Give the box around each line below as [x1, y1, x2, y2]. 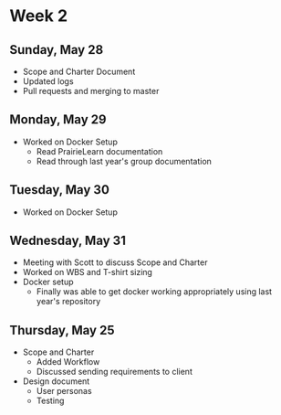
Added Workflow [36, 356, 100, 367]
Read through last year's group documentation [36, 155, 213, 166]
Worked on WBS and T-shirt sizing [22, 267, 153, 278]
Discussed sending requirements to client [36, 367, 193, 378]
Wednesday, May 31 [9, 233, 126, 249]
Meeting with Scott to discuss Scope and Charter [22, 257, 208, 268]
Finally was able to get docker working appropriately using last [36, 286, 272, 297]
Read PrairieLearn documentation [36, 145, 163, 156]
